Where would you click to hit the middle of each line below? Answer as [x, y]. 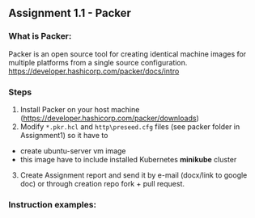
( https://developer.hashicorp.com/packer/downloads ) [110, 118]
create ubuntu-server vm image [73, 151]
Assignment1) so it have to [64, 135]
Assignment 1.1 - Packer [70, 13]
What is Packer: [40, 36]
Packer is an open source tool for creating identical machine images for [127, 54]
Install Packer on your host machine [80, 109]
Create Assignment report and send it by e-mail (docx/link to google [134, 175]
